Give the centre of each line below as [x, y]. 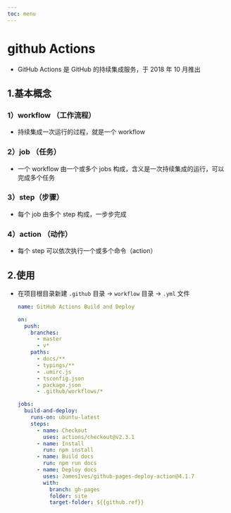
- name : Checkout [62, 431]
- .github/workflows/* [70, 392]
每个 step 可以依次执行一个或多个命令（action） [87, 251]
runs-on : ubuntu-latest [65, 418]
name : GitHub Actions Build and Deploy [76, 307]
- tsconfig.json [60, 378]
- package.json [58, 385]
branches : [45, 333]
